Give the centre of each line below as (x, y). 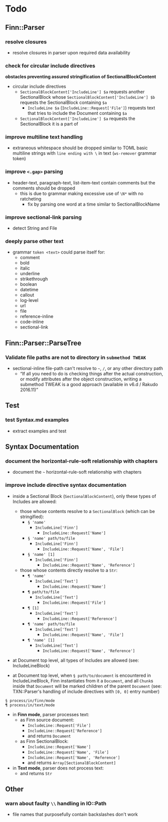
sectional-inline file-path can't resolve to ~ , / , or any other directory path (88, 368)
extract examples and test (39, 431)
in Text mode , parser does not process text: (58, 768)
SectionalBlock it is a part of (49, 124)
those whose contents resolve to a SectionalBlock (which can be (87, 511)
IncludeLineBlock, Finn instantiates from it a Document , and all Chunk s (83, 680)
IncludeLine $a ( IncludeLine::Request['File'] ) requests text (91, 108)
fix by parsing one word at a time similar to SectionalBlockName (94, 204)
